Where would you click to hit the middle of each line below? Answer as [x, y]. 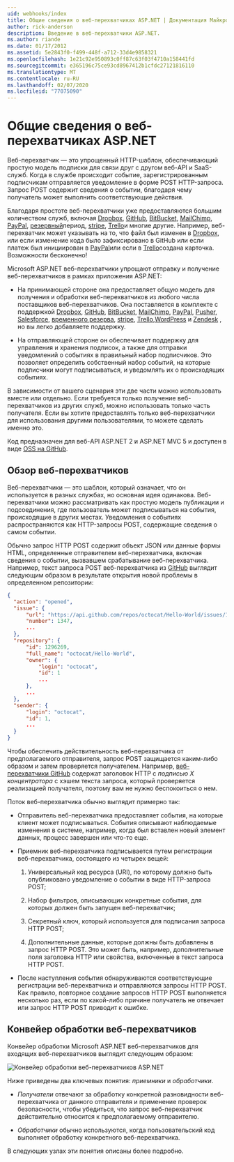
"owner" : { [41, 660]
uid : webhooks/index [37, 14]
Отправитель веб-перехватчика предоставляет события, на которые [120, 815]
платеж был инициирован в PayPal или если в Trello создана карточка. [111, 248]
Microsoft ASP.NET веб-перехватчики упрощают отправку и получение [113, 269]
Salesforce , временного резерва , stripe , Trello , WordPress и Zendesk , [119, 319]
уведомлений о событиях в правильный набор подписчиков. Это [115, 355]
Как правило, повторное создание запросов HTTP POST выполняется [122, 993]
